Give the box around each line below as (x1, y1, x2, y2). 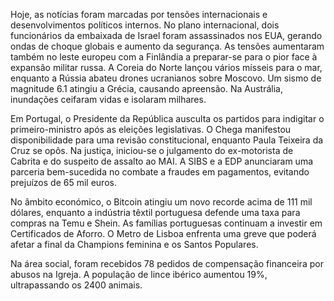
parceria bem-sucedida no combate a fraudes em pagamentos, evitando (10, 166, 310, 178)
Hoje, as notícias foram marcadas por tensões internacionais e (10, 9, 268, 20)
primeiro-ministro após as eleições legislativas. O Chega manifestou (10, 124, 292, 135)
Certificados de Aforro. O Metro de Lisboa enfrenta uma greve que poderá (10, 228, 317, 239)
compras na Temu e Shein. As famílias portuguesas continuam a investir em (10, 217, 323, 229)
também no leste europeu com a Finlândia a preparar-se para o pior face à (10, 51, 318, 63)
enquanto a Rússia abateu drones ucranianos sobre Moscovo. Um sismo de (10, 72, 322, 84)
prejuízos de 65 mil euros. (10, 177, 117, 188)
